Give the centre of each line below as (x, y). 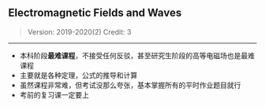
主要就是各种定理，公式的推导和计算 (78, 75)
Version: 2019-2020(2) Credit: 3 (79, 31)
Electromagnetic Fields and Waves (95, 13)
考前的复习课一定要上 (54, 94)
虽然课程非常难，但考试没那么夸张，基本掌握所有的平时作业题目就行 (130, 85)
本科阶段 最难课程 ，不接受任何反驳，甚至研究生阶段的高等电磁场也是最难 (137, 55)
